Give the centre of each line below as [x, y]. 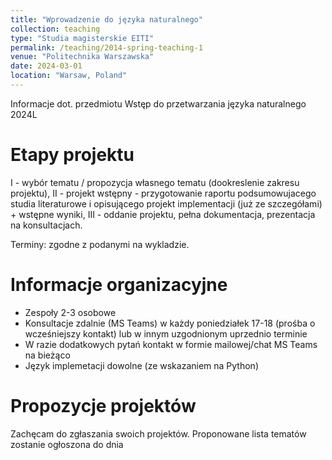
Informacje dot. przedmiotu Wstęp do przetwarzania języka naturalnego [158, 103]
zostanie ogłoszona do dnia [67, 444]
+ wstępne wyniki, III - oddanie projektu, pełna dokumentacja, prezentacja [163, 214]
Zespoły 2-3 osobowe [70, 312]
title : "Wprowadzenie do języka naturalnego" [106, 19]
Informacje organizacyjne [119, 285]
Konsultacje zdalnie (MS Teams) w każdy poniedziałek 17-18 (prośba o [170, 323]
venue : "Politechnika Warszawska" [82, 57]
